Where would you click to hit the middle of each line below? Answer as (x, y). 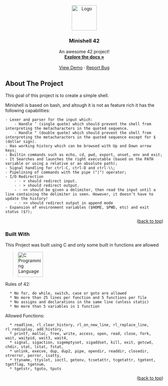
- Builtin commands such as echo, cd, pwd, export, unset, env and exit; (84, 155)
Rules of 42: (18, 284)
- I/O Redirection (24, 177)
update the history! (27, 199)
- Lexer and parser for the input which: (49, 120)
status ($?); (19, 212)
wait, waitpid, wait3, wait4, (37, 338)
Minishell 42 (84, 41)
